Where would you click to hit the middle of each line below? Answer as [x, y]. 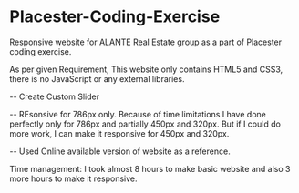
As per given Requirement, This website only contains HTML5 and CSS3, [146, 69]
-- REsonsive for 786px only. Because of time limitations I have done [138, 114]
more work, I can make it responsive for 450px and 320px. [119, 133]
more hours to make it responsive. [74, 178]
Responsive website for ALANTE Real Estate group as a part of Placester [146, 42]
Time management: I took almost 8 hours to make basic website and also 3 [150, 168]
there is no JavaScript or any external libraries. [97, 78]
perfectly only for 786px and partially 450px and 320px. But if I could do [145, 124]
